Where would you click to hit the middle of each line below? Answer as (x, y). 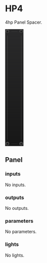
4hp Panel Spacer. (24, 22)
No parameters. (21, 231)
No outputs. (17, 208)
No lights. (15, 255)
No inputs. (15, 185)
